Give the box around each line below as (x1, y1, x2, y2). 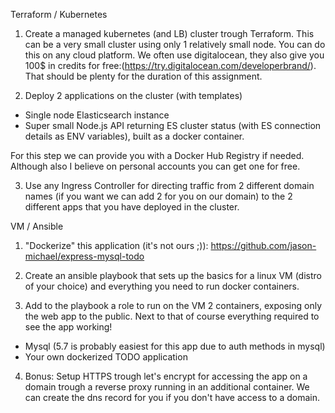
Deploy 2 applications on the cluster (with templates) (24, 90, 243, 101)
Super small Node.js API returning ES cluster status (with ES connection (24, 120, 322, 131)
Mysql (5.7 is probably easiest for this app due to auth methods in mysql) (24, 340, 326, 352)
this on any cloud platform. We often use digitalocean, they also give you (24, 49, 325, 61)
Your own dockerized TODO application (24, 351, 188, 363)
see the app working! (24, 321, 113, 333)
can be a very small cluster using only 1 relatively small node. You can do (24, 39, 326, 50)
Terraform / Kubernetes (10, 9, 108, 20)
